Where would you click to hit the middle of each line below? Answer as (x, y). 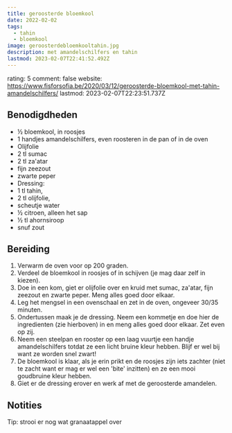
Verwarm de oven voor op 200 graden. (73, 266)
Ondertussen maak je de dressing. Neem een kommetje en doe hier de (118, 317)
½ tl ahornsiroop (41, 220)
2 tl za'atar (33, 161)
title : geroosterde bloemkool (51, 14)
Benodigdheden (43, 115)
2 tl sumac (32, 154)
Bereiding (28, 249)
